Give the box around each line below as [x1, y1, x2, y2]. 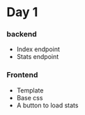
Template [16, 86, 44, 95]
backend [6, 29, 37, 39]
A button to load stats [16, 101, 79, 109]
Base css [16, 93, 43, 102]
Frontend [6, 70, 38, 80]
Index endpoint [16, 45, 61, 53]
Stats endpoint [16, 53, 59, 61]
